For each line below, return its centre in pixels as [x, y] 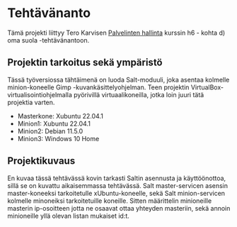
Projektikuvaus [41, 161]
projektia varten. [31, 102]
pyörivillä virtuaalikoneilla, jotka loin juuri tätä [139, 94]
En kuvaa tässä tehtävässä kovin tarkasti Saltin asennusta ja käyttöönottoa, [117, 178]
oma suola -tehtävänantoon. [48, 40]
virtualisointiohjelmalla [40, 94]
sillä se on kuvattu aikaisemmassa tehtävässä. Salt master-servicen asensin [118, 185]
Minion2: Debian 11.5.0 [50, 131]
